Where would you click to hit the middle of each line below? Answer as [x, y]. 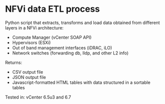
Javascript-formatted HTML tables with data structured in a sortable [81, 82]
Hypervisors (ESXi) [31, 42]
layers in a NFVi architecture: [34, 27]
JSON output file [29, 77]
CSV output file [27, 72]
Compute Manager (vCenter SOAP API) [52, 37]
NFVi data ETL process [53, 9]
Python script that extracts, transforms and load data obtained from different [82, 23]
